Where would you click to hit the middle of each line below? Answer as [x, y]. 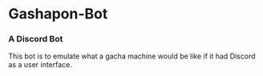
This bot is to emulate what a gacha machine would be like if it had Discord [132, 56]
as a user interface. [40, 65]
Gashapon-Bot [58, 14]
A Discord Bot [36, 39]
